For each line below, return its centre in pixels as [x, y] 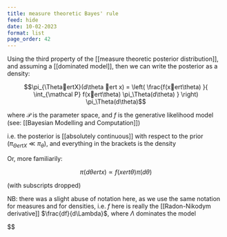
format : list [26, 33]
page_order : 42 [29, 39]
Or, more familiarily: [35, 158]
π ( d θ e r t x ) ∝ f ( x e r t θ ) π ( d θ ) [116, 172]
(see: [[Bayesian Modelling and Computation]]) [74, 123]
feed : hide [23, 20]
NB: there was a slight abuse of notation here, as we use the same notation [114, 198]
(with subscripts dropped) [44, 185]
